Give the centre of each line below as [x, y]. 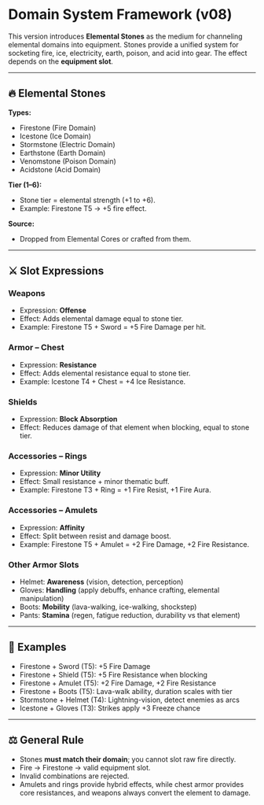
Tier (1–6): [25, 185]
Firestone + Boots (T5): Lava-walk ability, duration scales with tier [126, 691]
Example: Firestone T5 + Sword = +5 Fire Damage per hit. [113, 327]
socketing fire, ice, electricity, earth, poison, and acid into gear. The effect [128, 53]
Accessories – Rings [48, 456]
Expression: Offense [53, 310]
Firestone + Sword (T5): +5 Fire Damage [85, 666]
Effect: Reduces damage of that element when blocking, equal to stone [134, 427]
